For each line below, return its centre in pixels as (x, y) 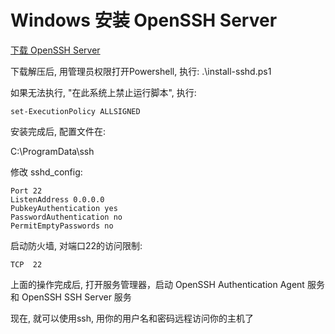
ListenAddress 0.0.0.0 (57, 199)
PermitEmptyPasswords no (62, 226)
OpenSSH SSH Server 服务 (76, 297)
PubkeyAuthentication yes (64, 208)
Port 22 (26, 191)
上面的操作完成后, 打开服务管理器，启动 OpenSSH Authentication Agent (157, 284)
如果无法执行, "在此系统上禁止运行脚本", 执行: (103, 92)
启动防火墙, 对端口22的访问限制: (76, 245)
